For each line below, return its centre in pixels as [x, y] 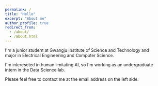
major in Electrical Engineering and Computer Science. [60, 55]
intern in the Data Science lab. [35, 70]
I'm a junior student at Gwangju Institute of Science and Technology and [77, 50]
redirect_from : [20, 28]
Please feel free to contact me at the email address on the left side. [72, 79]
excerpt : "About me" [26, 18]
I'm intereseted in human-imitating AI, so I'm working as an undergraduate [79, 64]
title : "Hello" [20, 14]
